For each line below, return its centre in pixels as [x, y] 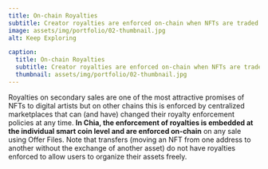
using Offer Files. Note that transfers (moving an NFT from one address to [130, 140]
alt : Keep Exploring [43, 38]
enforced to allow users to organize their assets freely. [98, 156]
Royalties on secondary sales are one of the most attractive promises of [126, 97]
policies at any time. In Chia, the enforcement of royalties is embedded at [131, 122]
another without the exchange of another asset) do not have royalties [122, 147]
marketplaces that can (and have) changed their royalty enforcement [122, 114]
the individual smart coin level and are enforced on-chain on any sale [125, 131]
